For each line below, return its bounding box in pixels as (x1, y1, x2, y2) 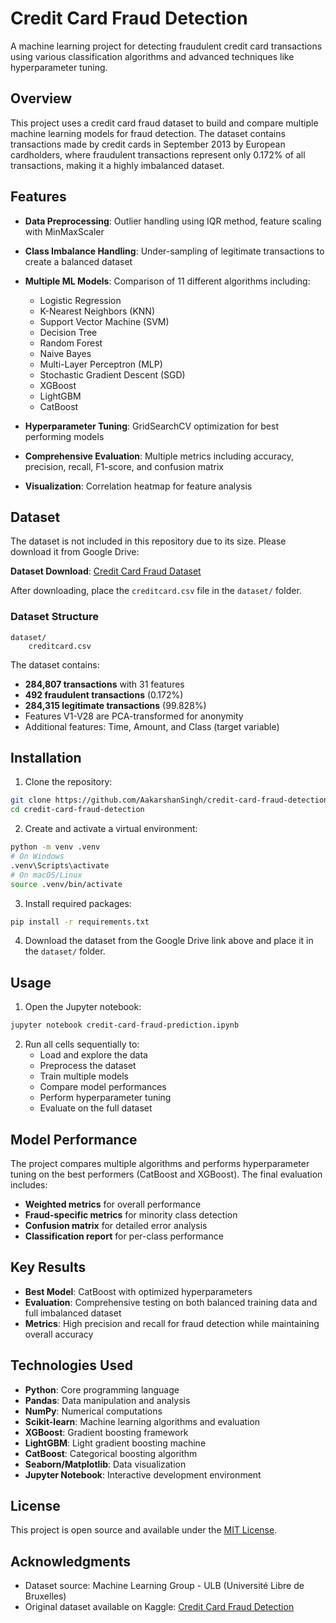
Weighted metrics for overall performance (24, 1198, 202, 1210)
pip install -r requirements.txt (10, 917, 150, 927)
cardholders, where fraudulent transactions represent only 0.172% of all (10, 148, 306, 161)
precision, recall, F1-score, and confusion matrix (24, 460, 224, 472)
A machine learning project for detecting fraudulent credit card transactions (10, 40, 323, 52)
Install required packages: (24, 897, 132, 909)
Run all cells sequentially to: (24, 1038, 140, 1051)
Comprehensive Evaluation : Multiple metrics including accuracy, (24, 450, 295, 462)
